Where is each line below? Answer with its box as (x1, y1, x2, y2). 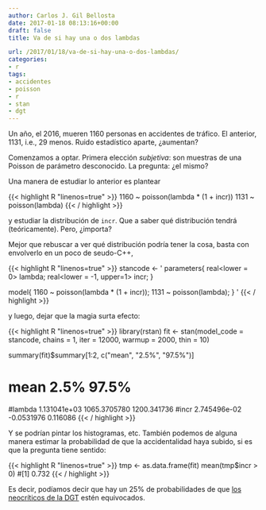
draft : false (8, 26, 52, 34)
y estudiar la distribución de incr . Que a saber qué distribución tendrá (8, 216, 237, 226)
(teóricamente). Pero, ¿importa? (8, 224, 113, 234)
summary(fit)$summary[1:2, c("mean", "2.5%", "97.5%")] (8, 350, 195, 360)
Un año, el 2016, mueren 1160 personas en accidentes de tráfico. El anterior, (8, 129, 257, 139)
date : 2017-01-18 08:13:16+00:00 (8, 19, 119, 27)
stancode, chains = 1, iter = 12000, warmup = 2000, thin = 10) (8, 335, 210, 345)
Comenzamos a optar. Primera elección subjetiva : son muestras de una (8, 153, 242, 163)
